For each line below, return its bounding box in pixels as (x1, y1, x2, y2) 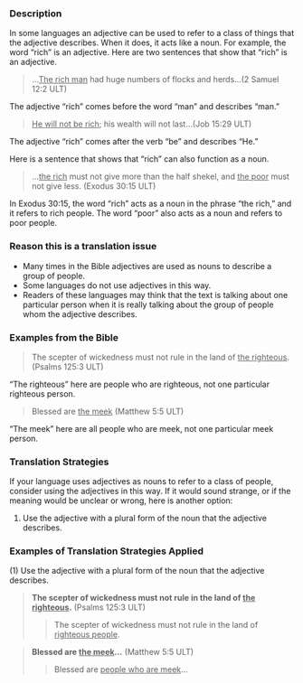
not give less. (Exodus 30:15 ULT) (31, 181, 156, 192)
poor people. (9, 218, 57, 229)
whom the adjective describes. (22, 308, 137, 319)
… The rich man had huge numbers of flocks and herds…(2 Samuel (31, 74, 279, 85)
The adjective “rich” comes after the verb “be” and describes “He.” (9, 136, 259, 147)
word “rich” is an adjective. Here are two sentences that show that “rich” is (9, 47, 288, 58)
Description (9, 7, 62, 20)
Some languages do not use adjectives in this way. (22, 279, 212, 291)
